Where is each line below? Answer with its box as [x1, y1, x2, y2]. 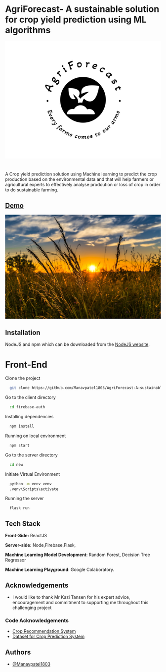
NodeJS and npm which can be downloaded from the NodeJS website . [5, 341, 150, 347]
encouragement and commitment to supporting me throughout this [12, 599, 149, 605]
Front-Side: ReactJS [5, 533, 47, 539]
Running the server [5, 496, 44, 502]
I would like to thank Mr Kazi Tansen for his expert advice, [12, 594, 130, 600]
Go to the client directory [5, 394, 56, 400]
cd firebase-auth [9, 405, 45, 410]
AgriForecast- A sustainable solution [5, 3, 160, 15]
